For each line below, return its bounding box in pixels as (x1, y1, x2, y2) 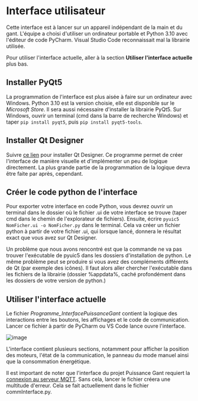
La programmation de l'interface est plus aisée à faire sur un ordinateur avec (6, 93, 193, 100)
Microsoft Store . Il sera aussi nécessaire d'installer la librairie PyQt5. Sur (6, 105, 182, 113)
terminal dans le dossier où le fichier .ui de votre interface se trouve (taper (6, 209, 187, 216)
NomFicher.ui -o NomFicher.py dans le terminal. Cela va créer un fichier (6, 222, 181, 229)
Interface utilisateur (6, 4, 106, 18)
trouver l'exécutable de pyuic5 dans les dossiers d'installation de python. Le (6, 252, 191, 259)
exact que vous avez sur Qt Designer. (6, 234, 98, 241)
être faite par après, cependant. (6, 170, 83, 177)
